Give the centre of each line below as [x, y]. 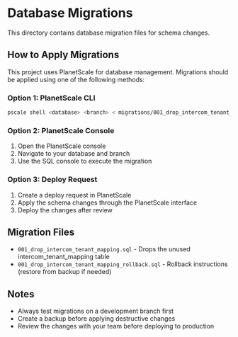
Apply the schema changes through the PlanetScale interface [107, 202]
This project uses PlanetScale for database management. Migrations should [118, 72]
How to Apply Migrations [63, 55]
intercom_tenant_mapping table [63, 257]
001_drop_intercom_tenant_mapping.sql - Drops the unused [104, 249]
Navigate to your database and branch [74, 154]
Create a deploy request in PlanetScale [74, 195]
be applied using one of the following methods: [76, 79]
